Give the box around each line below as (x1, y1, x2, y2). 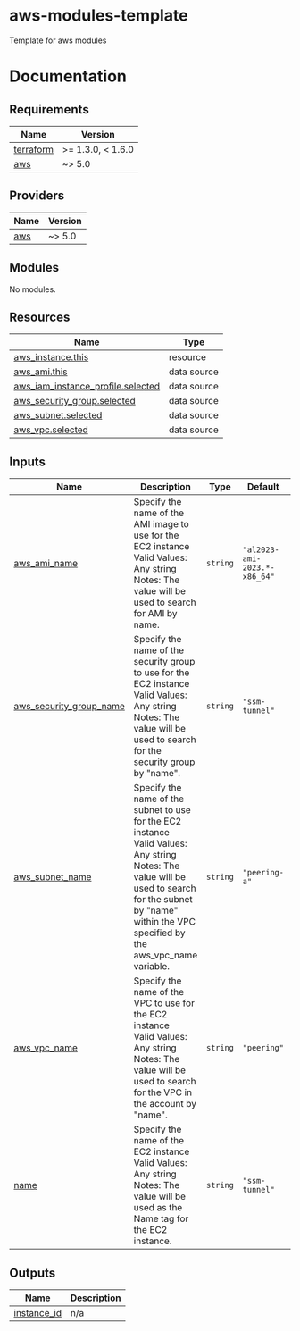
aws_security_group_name (13, 700, 125, 713)
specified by (133, 926, 186, 939)
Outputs (9, 1265, 56, 1280)
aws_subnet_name (13, 871, 92, 883)
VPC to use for (133, 997, 195, 1009)
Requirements (9, 102, 89, 117)
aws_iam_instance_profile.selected (13, 381, 161, 393)
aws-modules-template (9, 5, 189, 26)
